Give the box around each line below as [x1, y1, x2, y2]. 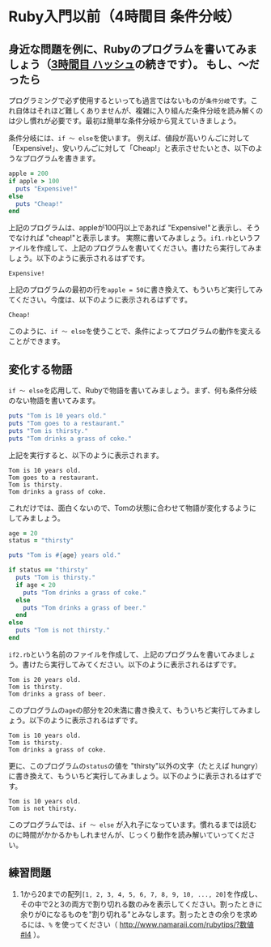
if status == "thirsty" [8, 566, 89, 574]
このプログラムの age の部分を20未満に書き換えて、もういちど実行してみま [8, 705, 254, 714]
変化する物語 [8, 362, 73, 376]
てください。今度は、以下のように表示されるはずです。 [8, 295, 193, 305]
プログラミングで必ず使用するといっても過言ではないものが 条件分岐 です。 [8, 96, 251, 105]
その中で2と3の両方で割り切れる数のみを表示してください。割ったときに [19, 899, 263, 909]
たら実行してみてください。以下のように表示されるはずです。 [36, 659, 241, 669]
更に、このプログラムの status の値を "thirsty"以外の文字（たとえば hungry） [8, 761, 263, 770]
